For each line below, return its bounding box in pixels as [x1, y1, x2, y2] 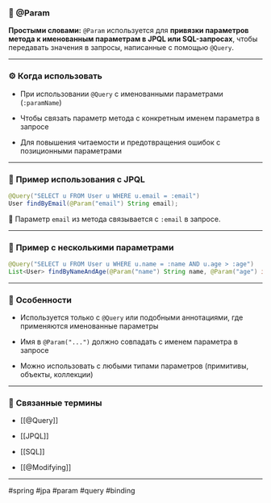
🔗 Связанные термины [8, 397, 102, 409]
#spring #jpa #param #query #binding [8, 486, 135, 496]
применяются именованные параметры [19, 321, 159, 330]
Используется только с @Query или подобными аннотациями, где [19, 312, 244, 322]
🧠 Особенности [8, 294, 73, 305]
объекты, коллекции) [19, 369, 94, 379]
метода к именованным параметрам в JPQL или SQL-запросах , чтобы [8, 34, 258, 44]
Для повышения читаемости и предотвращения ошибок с [19, 137, 221, 147]
